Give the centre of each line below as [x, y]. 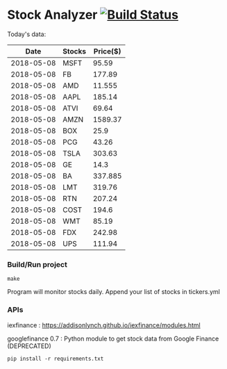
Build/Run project [37, 264]
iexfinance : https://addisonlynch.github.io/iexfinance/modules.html [104, 325]
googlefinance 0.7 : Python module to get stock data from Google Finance [113, 338]
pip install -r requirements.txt [56, 359]
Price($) [107, 51]
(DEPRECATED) [30, 346]
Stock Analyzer [52, 15]
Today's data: [27, 34]
